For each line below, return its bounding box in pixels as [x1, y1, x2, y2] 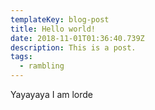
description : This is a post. [10, 42, 137, 53]
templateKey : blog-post [10, 14, 110, 25]
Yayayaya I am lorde [10, 89, 93, 100]
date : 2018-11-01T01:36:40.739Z [10, 33, 145, 43]
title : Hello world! [10, 24, 97, 34]
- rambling [19, 61, 65, 71]
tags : [10, 52, 33, 62]
